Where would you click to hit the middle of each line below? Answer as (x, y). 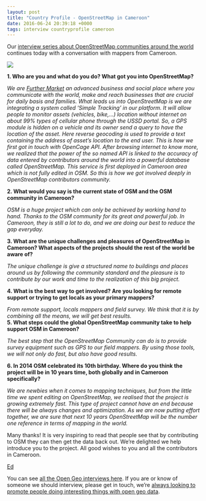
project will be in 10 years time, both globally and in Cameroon (88, 372)
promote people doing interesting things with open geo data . (83, 492)
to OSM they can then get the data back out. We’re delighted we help (94, 442)
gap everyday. (25, 229)
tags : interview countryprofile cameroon (61, 29)
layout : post (24, 12)
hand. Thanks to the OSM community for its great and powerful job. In (96, 216)
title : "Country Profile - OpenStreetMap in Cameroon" (78, 18)
